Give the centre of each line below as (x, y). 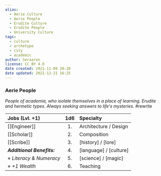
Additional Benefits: (31, 151)
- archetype (22, 46)
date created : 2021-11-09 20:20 (38, 69)
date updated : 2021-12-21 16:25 (38, 73)
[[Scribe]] (19, 142)
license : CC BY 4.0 (25, 64)
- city (16, 50)
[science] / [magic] (101, 158)
